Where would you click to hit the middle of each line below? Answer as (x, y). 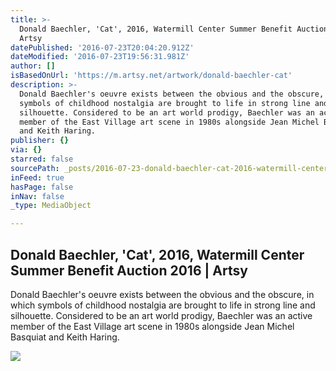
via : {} (26, 150)
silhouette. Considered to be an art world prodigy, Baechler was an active (161, 315)
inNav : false (37, 196)
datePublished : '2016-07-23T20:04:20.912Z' (102, 47)
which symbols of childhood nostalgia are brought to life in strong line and (163, 305)
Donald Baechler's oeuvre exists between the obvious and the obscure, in (162, 294)
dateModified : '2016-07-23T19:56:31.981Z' (100, 57)
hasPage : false (42, 187)
